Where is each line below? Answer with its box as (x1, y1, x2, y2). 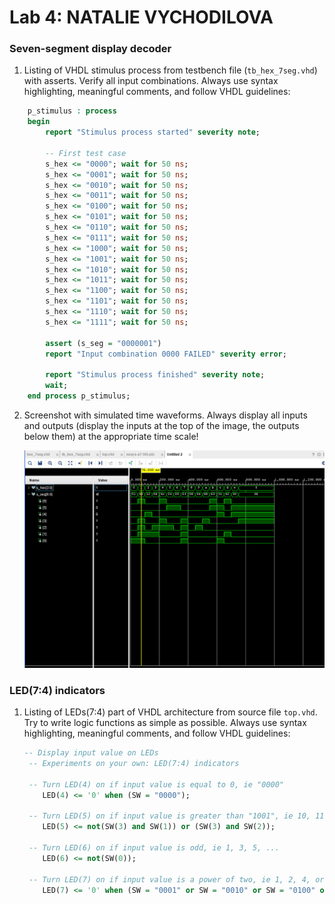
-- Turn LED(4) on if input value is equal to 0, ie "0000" (28, 779, 285, 790)
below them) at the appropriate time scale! (23, 430, 199, 442)
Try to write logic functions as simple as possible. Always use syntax (23, 717, 307, 729)
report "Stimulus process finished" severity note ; (45, 370, 266, 380)
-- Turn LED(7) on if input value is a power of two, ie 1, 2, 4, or (28, 874, 325, 885)
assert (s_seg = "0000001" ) (45, 338, 162, 348)
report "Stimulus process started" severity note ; (45, 127, 261, 138)
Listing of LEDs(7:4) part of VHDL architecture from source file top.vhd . (23, 706, 318, 718)
